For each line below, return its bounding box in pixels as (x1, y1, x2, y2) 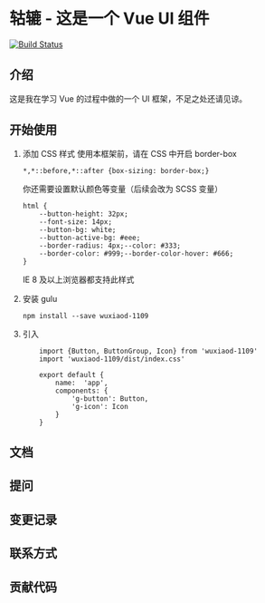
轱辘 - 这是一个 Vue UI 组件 (9, 8, 210, 29)
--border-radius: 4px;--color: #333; (39, 241, 181, 250)
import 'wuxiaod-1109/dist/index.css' (39, 355, 185, 364)
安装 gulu (22, 293, 58, 304)
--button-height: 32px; (39, 209, 128, 219)
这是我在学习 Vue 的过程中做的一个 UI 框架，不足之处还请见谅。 (9, 92, 248, 104)
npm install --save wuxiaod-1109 (22, 311, 149, 320)
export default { (39, 370, 104, 379)
